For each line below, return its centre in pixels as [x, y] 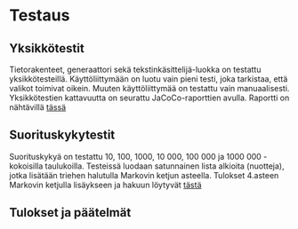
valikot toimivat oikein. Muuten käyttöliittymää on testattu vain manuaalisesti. [149, 88]
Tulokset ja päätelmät [70, 213]
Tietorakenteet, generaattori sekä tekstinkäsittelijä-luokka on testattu [135, 69]
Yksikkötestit [47, 48]
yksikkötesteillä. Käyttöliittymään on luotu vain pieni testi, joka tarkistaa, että [149, 79]
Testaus [40, 16]
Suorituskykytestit [62, 135]
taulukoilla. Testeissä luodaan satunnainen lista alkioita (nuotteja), [165, 166]
